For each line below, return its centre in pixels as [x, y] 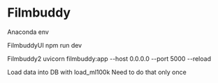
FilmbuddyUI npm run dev [45, 45]
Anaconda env [28, 32]
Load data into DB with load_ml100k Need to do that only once [97, 72]
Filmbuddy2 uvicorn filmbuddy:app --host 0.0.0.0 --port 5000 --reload [109, 58]
